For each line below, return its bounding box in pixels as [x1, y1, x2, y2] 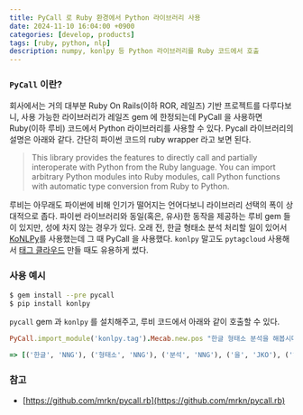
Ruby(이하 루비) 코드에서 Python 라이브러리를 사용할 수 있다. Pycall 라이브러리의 [9, 123, 294, 134]
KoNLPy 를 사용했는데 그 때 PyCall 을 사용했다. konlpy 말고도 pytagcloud [9, 234, 266, 244]
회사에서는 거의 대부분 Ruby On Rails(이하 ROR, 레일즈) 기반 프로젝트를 [9, 100, 262, 111]
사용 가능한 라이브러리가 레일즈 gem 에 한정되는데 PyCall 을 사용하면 [21, 112, 263, 123]
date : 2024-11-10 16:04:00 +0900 [9, 22, 135, 31]
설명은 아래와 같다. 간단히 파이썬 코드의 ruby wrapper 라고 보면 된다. [9, 134, 252, 145]
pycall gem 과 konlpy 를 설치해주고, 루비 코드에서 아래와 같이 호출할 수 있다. [9, 317, 280, 327]
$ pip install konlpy [9, 299, 91, 308]
